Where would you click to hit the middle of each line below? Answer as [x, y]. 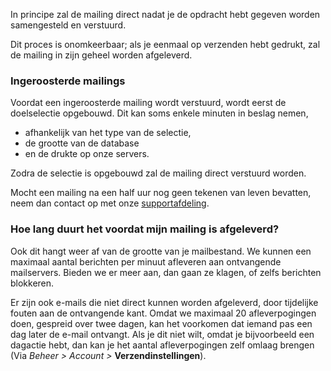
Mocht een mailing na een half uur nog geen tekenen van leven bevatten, [161, 193]
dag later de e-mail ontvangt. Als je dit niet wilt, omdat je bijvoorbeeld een [162, 334]
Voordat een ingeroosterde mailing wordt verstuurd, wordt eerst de [148, 103]
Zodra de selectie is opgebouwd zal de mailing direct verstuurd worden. [158, 173]
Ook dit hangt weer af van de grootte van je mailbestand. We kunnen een [161, 251]
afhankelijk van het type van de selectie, [108, 133]
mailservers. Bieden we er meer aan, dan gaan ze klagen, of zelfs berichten [166, 272]
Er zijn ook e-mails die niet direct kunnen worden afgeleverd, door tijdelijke [164, 302]
